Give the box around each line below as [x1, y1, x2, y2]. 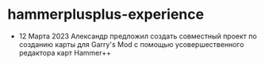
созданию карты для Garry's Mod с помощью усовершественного [18, 39, 244, 49]
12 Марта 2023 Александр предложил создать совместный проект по [18, 31, 257, 41]
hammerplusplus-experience [7, 5, 204, 23]
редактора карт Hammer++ [18, 48, 112, 57]
